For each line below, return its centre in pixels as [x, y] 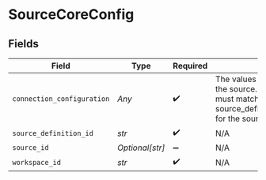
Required [190, 66]
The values [236, 79]
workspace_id [37, 162]
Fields [24, 44]
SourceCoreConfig [71, 15]
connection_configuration [61, 99]
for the [227, 118]
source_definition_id [53, 133]
